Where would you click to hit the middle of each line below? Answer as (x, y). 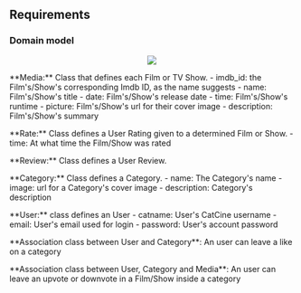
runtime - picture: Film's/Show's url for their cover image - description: (141, 106)
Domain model (42, 41)
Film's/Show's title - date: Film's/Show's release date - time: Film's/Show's (149, 96)
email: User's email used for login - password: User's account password (144, 224)
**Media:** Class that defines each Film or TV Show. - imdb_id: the (136, 77)
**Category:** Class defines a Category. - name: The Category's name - (146, 178)
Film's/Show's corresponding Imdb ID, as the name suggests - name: (138, 87)
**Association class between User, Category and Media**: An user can (143, 269)
